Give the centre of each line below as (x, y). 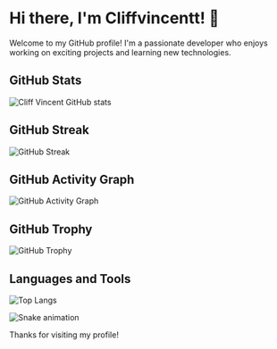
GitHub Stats (46, 81)
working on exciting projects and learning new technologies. (120, 52)
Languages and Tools (70, 279)
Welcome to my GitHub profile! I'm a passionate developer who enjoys (138, 43)
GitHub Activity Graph (72, 179)
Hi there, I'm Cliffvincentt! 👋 (114, 18)
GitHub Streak (49, 130)
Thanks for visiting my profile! (64, 335)
